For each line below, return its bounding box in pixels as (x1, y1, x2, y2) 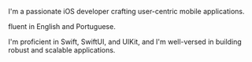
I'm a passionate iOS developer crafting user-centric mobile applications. (8, 7, 246, 16)
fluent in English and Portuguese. (8, 22, 116, 31)
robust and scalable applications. (8, 46, 116, 54)
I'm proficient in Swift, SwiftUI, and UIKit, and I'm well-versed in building (8, 37, 242, 46)
